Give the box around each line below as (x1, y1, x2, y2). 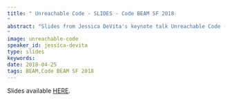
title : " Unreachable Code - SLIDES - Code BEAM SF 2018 (7, 10, 175, 17)
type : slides (7, 49, 45, 56)
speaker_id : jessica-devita (7, 42, 88, 49)
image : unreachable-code (7, 36, 79, 43)
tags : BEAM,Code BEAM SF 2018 (7, 67, 95, 74)
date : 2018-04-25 (7, 61, 57, 68)
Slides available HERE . (7, 87, 71, 95)
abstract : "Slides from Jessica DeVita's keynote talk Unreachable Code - (7, 23, 227, 30)
